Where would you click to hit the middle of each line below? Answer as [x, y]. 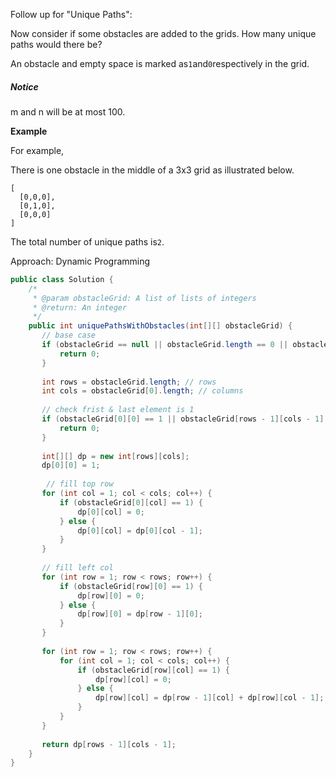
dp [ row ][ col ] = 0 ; [133, 679]
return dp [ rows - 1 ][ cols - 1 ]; [109, 744]
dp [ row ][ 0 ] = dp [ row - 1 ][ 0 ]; [140, 614]
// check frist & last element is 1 [118, 410]
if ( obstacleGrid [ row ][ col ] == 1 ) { [153, 670]
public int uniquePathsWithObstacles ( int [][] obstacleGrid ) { [160, 326]
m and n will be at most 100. [68, 111]
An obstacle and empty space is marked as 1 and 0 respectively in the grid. [160, 63]
